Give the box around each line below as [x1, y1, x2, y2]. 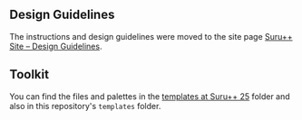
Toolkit [9, 67, 50, 82]
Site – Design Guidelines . [9, 41, 102, 51]
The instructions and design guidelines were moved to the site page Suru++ [9, 31, 293, 42]
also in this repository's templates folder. [9, 100, 161, 111]
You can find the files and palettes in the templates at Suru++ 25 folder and [9, 90, 290, 102]
